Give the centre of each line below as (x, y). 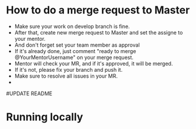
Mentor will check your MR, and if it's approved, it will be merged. (94, 63)
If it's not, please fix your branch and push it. (68, 69)
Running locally (45, 117)
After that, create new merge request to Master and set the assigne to (99, 32)
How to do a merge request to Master (98, 10)
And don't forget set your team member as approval (77, 45)
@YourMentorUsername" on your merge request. (74, 57)
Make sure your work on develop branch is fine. (72, 26)
